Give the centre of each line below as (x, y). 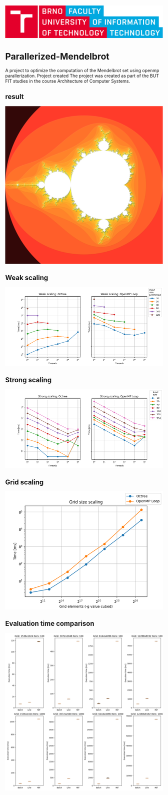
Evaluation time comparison (50, 624)
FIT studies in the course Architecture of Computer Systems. (68, 81)
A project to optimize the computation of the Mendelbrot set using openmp (82, 70)
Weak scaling (27, 277)
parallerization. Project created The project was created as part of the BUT (82, 76)
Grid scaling (24, 482)
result (14, 97)
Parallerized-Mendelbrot (57, 57)
